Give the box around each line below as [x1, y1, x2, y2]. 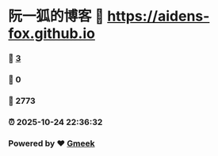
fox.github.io [8, 25, 95, 43]
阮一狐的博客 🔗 [8, 7, 105, 25]
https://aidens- [106, 7, 210, 25]
